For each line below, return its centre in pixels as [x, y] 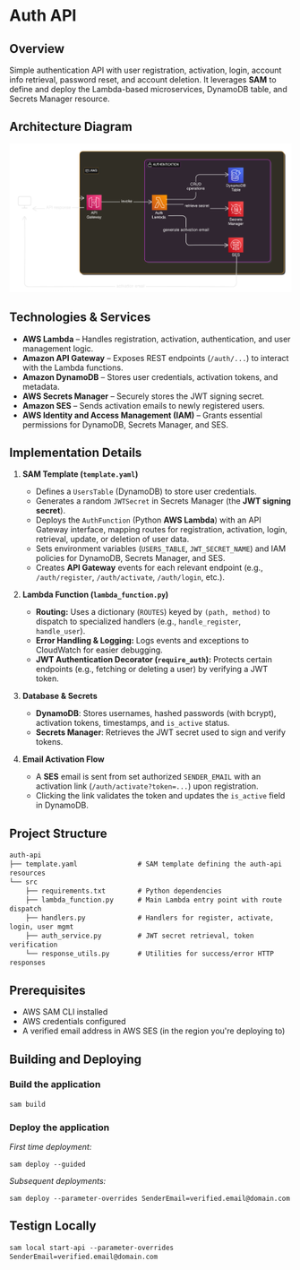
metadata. [41, 386]
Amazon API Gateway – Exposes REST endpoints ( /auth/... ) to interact [155, 358]
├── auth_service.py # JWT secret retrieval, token [140, 936]
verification [34, 945]
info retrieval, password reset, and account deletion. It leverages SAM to [143, 80]
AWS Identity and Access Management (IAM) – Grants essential [142, 415]
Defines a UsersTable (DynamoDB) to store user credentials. [146, 492]
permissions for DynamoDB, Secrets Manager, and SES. [125, 424]
